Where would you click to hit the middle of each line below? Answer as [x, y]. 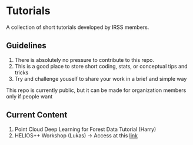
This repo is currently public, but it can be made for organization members [96, 90]
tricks [21, 72]
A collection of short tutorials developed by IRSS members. [78, 27]
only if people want [29, 96]
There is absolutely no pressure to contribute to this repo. [84, 60]
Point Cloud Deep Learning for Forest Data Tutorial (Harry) [85, 129]
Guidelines [26, 46]
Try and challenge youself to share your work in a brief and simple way [101, 78]
